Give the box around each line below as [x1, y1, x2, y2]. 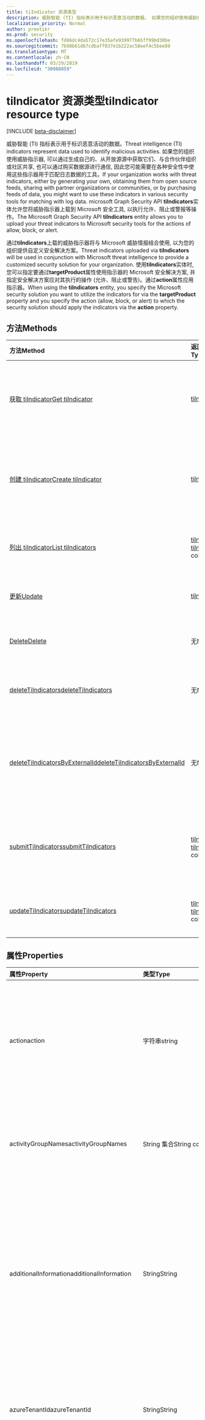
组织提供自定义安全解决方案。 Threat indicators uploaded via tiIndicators [6, 247, 189, 254]
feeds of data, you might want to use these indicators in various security [6, 191, 189, 198]
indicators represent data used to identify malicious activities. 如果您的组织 [6, 148, 195, 155]
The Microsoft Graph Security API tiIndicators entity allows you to [17, 213, 183, 221]
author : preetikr [6, 26, 51, 32]
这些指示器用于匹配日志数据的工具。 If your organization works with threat [11, 171, 197, 178]
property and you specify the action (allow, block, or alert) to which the [6, 297, 185, 304]
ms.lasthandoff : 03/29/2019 [6, 60, 78, 66]
